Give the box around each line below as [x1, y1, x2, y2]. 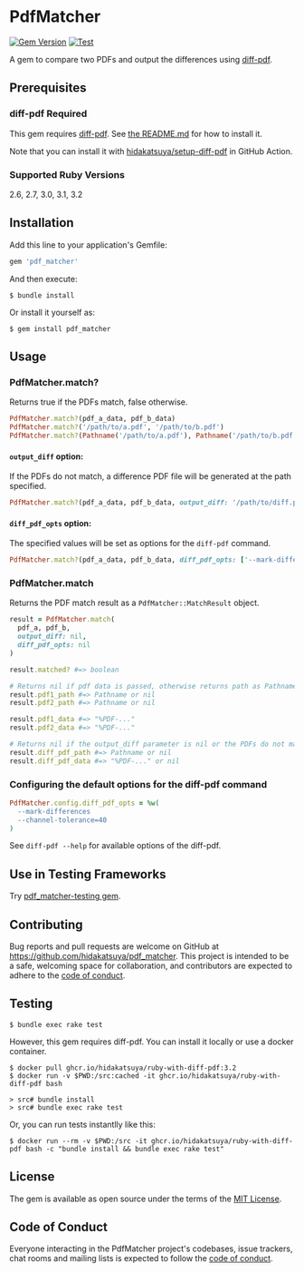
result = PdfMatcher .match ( [9, 615, 116, 624]
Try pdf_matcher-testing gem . [9, 891, 121, 902]
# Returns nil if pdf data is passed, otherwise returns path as [9, 681, 261, 690]
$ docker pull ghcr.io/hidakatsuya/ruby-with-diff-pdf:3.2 [9, 1063, 237, 1072]
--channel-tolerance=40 [17, 815, 107, 825]
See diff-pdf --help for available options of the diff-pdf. [9, 840, 222, 851]
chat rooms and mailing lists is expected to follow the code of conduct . [9, 1253, 273, 1264]
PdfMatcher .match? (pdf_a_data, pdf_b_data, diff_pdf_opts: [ [9, 555, 245, 564]
